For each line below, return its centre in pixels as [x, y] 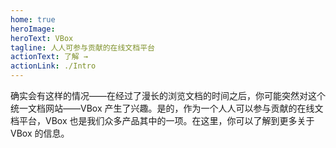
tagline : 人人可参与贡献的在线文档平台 [82, 47]
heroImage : [33, 29]
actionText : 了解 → [49, 57]
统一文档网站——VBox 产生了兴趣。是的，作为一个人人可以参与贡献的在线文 [167, 108]
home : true [33, 19]
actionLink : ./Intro [53, 66]
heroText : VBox [42, 38]
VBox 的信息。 [40, 133]
